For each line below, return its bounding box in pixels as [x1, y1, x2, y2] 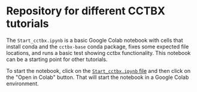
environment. [6, 79, 39, 87]
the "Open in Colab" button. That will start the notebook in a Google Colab [6, 73, 189, 81]
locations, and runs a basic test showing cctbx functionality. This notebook [6, 49, 191, 56]
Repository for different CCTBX [6, 4, 166, 18]
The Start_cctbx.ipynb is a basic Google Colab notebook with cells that [6, 36, 184, 44]
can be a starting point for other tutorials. [6, 56, 108, 63]
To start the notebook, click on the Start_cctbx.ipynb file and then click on [6, 67, 191, 74]
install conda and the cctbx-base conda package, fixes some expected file [6, 43, 189, 50]
